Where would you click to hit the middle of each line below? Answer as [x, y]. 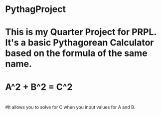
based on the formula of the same [77, 53]
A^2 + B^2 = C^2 [39, 87]
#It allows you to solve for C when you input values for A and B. [70, 107]
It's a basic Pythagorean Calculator [80, 43]
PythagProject [36, 9]
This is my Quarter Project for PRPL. [81, 32]
